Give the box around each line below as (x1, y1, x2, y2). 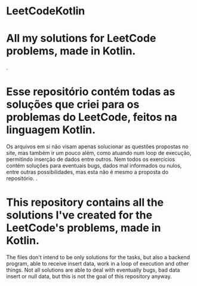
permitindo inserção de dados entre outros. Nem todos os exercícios (6, 156, 175, 163)
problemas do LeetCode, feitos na (6, 111, 177, 124)
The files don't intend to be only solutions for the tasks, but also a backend (6, 254, 190, 261)
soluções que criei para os (6, 98, 140, 111)
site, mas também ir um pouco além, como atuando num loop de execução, (6, 150, 192, 157)
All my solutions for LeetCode (6, 32, 156, 45)
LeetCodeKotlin (6, 4, 85, 18)
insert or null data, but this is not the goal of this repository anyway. (6, 273, 172, 279)
